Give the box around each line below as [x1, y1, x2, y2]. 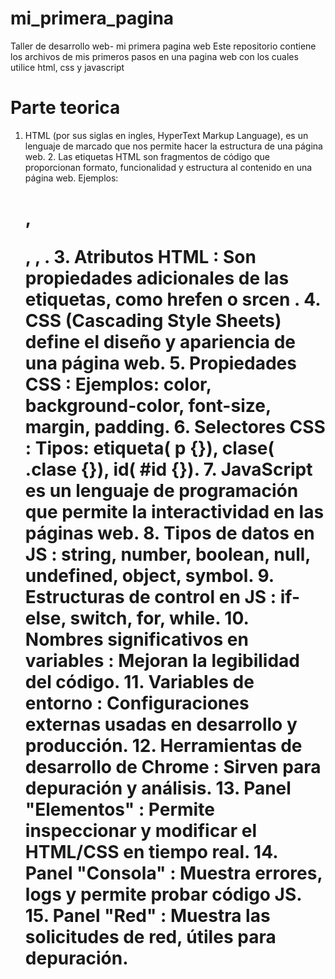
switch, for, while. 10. [69, 607, 249, 630]
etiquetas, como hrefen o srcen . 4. [24, 288, 321, 311]
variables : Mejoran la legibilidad [24, 650, 301, 672]
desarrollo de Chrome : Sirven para [24, 756, 322, 779]
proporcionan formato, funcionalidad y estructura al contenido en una [24, 161, 313, 173]
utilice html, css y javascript [10, 61, 125, 73]
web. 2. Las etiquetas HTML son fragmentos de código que [24, 150, 270, 162]
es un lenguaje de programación [24, 480, 299, 502]
